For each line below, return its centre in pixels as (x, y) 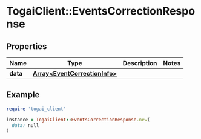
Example (23, 95)
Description (140, 63)
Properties (27, 46)
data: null (25, 125)
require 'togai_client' (36, 109)
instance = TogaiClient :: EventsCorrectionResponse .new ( (78, 120)
